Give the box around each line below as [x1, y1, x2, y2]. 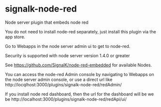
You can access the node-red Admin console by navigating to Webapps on [5, 71, 154, 77]
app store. [5, 34, 26, 40]
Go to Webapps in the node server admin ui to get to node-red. [5, 43, 131, 49]
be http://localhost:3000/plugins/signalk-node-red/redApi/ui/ [5, 96, 127, 102]
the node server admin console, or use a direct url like [5, 76, 113, 82]
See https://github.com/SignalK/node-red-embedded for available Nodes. [5, 62, 152, 68]
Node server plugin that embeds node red [5, 19, 88, 25]
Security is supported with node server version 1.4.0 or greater [5, 52, 130, 59]
